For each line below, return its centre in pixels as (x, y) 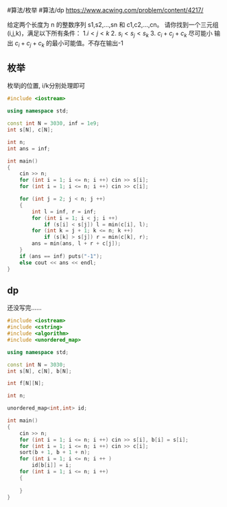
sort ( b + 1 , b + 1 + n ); (55, 452)
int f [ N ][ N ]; (26, 384)
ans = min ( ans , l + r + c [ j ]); (76, 244)
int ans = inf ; (29, 149)
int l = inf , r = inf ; (64, 211)
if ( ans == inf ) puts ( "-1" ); (61, 256)
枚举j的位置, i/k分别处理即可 (46, 86)
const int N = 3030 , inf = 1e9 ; (53, 123)
